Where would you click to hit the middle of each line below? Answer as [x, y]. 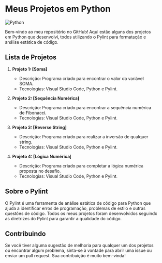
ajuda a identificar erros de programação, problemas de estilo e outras [75, 208]
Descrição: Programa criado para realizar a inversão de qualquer [84, 136]
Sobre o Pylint [27, 191]
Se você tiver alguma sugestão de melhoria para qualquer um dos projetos [79, 246]
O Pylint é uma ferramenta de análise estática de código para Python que [78, 203]
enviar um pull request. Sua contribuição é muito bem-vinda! [65, 256]
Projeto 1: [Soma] [29, 69]
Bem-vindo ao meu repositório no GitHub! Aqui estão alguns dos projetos [78, 32]
